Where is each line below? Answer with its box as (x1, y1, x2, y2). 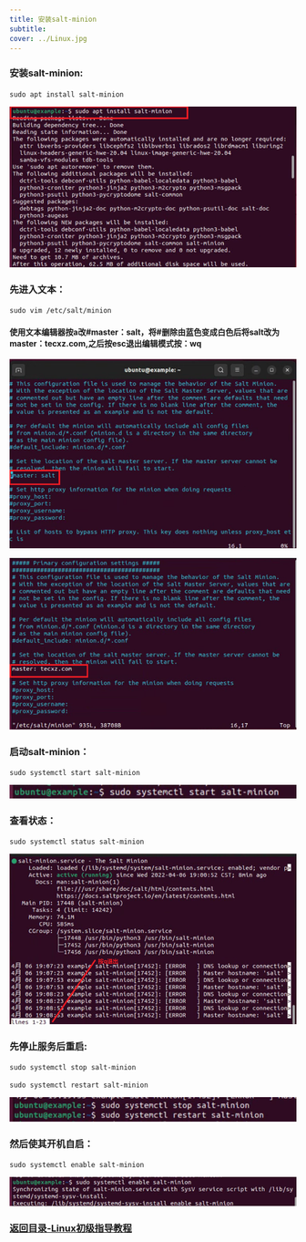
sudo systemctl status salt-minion (9, 837, 145, 847)
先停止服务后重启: (9, 1040, 88, 1052)
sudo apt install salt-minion (9, 89, 125, 99)
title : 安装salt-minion (9, 15, 97, 24)
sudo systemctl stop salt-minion (9, 1063, 137, 1072)
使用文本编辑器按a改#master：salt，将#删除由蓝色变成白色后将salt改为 (9, 326, 280, 337)
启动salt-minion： (9, 745, 89, 758)
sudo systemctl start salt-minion (9, 769, 141, 778)
